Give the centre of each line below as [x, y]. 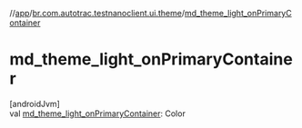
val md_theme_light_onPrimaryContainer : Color [98, 113]
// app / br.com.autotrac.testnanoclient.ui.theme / [97, 13]
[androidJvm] [35, 103]
